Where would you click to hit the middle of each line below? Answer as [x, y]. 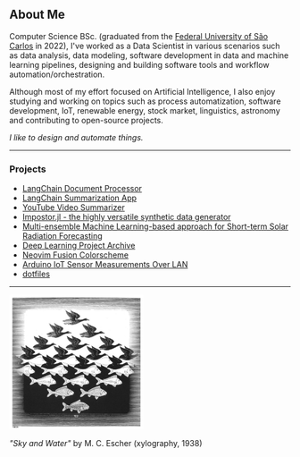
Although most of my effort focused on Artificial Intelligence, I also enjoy [142, 91]
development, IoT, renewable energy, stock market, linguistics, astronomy [145, 110]
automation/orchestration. [57, 74]
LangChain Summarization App [79, 198]
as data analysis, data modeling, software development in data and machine [149, 55]
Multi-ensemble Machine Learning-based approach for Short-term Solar [155, 226]
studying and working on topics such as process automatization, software [145, 101]
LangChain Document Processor [82, 189]
